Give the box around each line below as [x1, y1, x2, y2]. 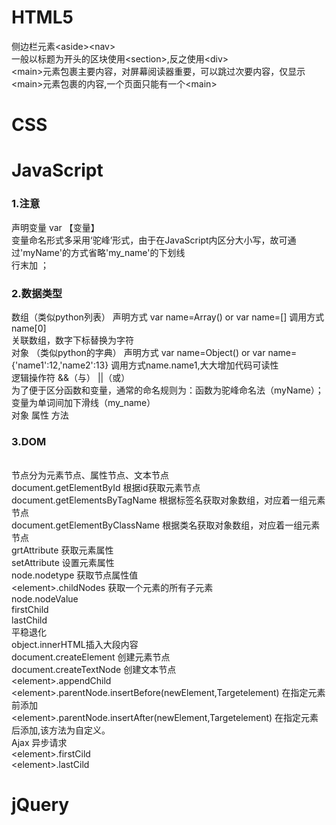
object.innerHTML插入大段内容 [11, 639, 139, 651]
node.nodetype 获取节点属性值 [11, 569, 139, 581]
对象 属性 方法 [11, 409, 69, 421]
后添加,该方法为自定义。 [11, 724, 111, 736]
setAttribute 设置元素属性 [11, 557, 115, 569]
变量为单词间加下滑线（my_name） [11, 396, 156, 408]
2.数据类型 [11, 286, 63, 300]
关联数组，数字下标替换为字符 [11, 334, 134, 346]
